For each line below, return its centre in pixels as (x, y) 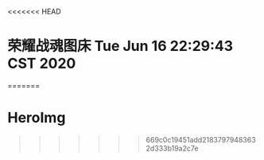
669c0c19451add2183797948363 (201, 139)
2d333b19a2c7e (172, 148)
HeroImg (37, 118)
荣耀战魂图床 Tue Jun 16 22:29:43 (120, 46)
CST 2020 (42, 64)
